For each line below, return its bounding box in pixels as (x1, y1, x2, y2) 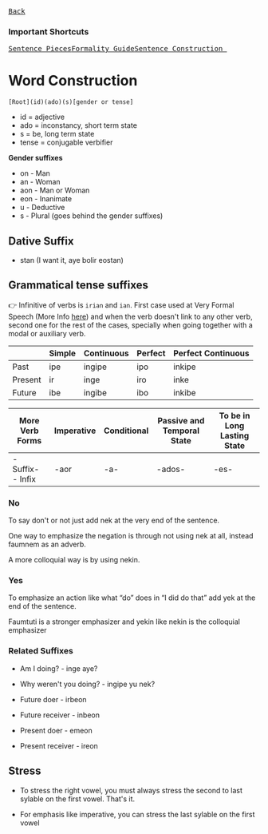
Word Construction (8, 72, 138, 90)
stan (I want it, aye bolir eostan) (19, 256, 124, 265)
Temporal (162, 425, 199, 436)
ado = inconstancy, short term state (19, 121, 138, 130)
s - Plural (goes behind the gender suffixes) (19, 211, 164, 220)
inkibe (173, 387, 197, 398)
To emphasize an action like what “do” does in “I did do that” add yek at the (8, 593, 256, 602)
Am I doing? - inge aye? (19, 663, 98, 673)
